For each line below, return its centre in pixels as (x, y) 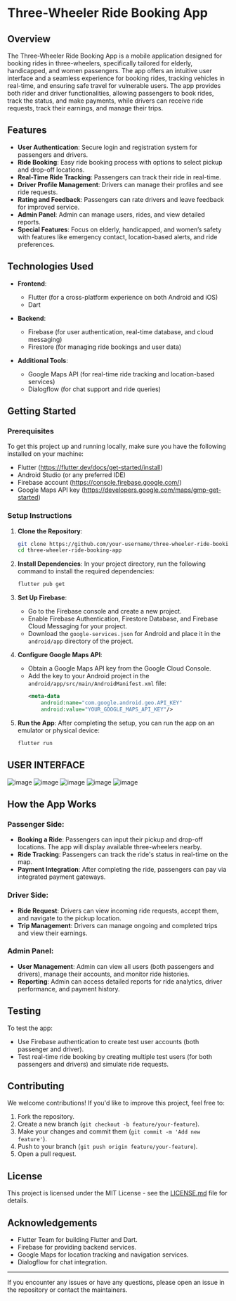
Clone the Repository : (50, 531)
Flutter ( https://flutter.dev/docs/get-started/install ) (90, 468)
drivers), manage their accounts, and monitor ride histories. (103, 974)
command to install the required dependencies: (86, 571)
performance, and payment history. (68, 989)
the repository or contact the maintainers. (67, 1290)
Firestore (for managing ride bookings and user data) (105, 347)
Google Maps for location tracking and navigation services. (103, 1255)
